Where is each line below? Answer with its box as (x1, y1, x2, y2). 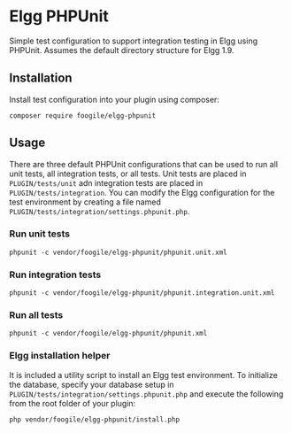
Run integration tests (9, 268, 102, 281)
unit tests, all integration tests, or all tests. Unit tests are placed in (9, 168, 247, 179)
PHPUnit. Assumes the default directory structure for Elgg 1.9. (9, 44, 234, 55)
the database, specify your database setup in (9, 379, 174, 390)
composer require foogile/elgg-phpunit (9, 111, 157, 120)
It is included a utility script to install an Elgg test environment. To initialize (9, 369, 279, 380)
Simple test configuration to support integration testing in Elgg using (9, 35, 258, 46)
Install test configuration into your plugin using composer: (9, 94, 219, 104)
